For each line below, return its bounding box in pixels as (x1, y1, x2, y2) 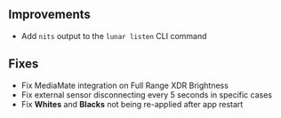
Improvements (8, 7, 91, 22)
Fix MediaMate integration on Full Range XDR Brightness (20, 80, 229, 90)
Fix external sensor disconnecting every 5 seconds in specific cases (20, 89, 273, 100)
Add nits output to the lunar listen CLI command (20, 30, 207, 41)
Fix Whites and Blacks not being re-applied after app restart (20, 98, 244, 109)
